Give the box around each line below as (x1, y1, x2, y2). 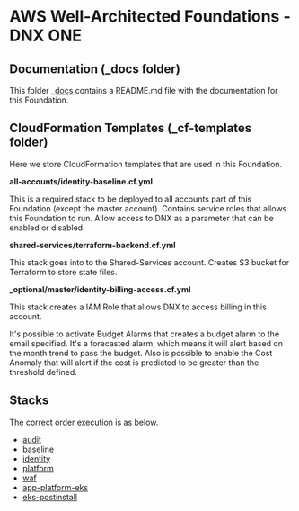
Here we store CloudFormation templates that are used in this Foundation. (9, 158, 283, 169)
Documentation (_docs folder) (9, 61, 181, 76)
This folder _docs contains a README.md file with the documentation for (9, 85, 278, 95)
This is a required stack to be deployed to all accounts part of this (9, 193, 252, 204)
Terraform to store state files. (9, 266, 118, 277)
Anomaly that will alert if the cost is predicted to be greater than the (9, 357, 259, 368)
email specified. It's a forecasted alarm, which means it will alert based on (9, 337, 283, 348)
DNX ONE (9, 25, 83, 46)
